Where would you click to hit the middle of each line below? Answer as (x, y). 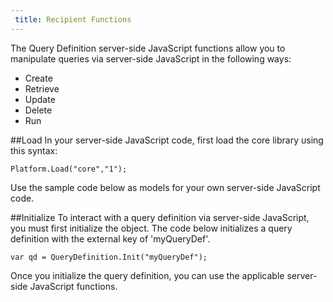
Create (38, 78)
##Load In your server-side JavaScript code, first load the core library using (167, 140)
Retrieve (42, 88)
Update (40, 99)
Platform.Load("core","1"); (69, 169)
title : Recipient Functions (73, 19)
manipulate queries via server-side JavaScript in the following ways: (151, 58)
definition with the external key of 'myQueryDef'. (110, 238)
